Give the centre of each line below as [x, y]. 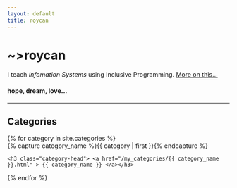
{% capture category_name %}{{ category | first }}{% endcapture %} [108, 146]
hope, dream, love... [37, 91]
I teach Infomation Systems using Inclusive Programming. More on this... [113, 75]
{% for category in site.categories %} [62, 139]
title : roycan [28, 20]
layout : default [31, 14]
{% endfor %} [28, 178]
